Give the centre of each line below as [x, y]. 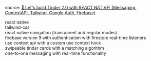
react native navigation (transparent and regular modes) [61, 32]
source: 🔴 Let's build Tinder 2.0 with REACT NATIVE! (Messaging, [71, 8]
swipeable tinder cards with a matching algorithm [55, 48]
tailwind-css [18, 27]
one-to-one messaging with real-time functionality [56, 53]
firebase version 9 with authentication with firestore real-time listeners [75, 38]
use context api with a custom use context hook [53, 43]
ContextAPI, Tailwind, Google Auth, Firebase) [50, 13]
